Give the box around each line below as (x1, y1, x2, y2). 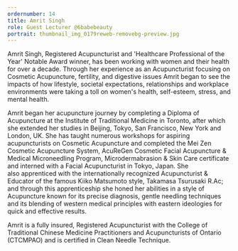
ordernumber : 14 (7, 10, 55, 18)
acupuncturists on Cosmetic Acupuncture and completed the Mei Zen (7, 139, 212, 148)
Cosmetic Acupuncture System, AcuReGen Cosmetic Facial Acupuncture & (7, 146, 227, 155)
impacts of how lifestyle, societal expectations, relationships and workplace (7, 80, 229, 89)
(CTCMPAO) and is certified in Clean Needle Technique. (7, 236, 171, 245)
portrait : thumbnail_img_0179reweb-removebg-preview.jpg (7, 30, 180, 38)
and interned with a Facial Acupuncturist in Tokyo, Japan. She (7, 161, 189, 171)
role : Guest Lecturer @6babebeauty (7, 23, 113, 31)
